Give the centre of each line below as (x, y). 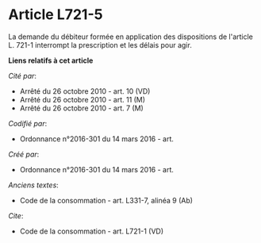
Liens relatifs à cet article (51, 60)
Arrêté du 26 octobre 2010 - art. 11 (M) (82, 99)
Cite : (16, 215)
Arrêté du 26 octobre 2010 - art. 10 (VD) (85, 91)
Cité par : (23, 75)
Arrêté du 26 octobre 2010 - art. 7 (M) (82, 108)
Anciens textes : (34, 185)
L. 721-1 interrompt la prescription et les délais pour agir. (100, 44)
